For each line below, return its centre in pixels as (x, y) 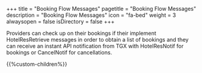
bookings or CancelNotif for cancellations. (59, 52)
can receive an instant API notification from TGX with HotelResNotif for (95, 46)
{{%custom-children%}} (37, 64)
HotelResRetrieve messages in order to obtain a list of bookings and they (97, 40)
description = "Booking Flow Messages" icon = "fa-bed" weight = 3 (91, 15)
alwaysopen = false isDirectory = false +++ (61, 21)
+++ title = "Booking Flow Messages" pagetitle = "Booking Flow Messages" (101, 9)
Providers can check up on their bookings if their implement (81, 33)
